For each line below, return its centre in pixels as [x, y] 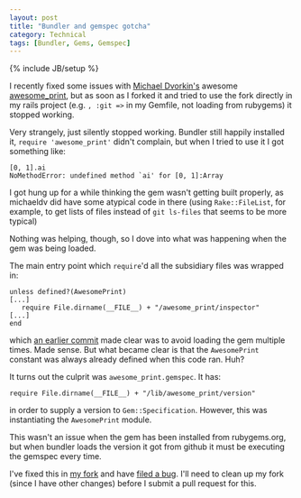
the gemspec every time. [55, 456]
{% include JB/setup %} [54, 69]
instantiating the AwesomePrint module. [81, 420]
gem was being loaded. [53, 248]
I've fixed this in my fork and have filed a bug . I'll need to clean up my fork [146, 474]
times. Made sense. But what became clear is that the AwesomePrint [134, 350]
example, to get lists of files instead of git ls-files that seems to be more [148, 212]
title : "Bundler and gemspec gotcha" [80, 26]
